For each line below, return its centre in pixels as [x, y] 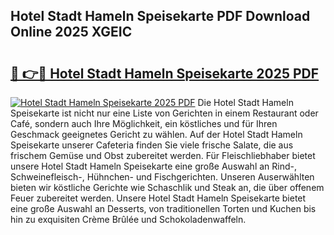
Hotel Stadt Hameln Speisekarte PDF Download [160, 16]
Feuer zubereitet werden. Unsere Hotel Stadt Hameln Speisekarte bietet [158, 198]
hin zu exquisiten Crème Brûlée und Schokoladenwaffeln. [128, 219]
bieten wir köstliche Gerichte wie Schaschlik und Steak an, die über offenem [167, 187]
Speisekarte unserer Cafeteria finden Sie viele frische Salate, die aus [152, 145]
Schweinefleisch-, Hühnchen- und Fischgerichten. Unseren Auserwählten [162, 177]
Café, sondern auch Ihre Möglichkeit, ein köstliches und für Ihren [144, 123]
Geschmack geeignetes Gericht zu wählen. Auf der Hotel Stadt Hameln [156, 134]
